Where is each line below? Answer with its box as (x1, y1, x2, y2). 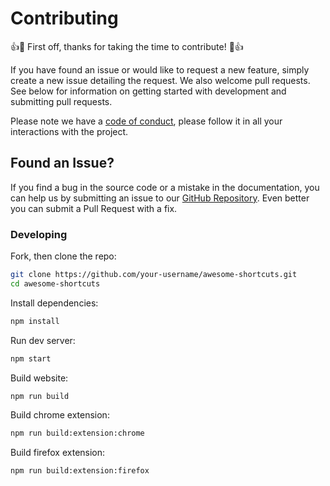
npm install (10, 316, 60, 326)
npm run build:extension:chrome (10, 428, 145, 439)
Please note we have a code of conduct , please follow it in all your (10, 115, 283, 127)
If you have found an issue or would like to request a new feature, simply (10, 63, 310, 76)
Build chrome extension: (10, 409, 110, 421)
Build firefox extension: (10, 447, 106, 459)
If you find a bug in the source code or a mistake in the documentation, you (10, 181, 320, 193)
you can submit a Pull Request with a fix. (10, 202, 178, 214)
